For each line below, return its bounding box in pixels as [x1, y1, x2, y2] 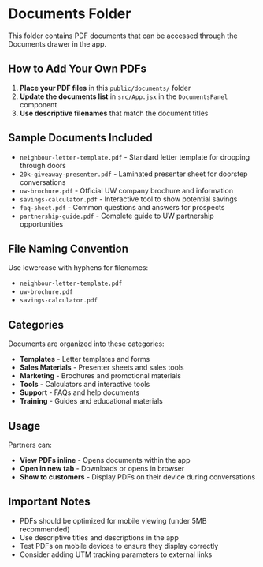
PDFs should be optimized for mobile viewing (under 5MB [19, 516, 207, 525]
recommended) [19, 524, 70, 534]
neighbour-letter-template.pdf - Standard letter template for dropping [19, 152, 250, 162]
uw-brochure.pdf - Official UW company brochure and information [19, 186, 234, 195]
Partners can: [8, 440, 53, 449]
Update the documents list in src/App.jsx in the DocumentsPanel [19, 92, 228, 101]
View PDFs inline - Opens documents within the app [19, 456, 191, 464]
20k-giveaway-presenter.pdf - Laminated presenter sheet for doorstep [19, 169, 248, 178]
